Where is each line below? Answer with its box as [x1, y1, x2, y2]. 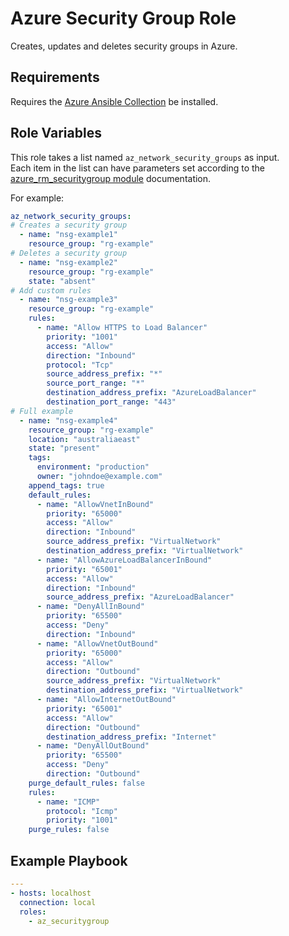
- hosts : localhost [10, 888, 92, 898]
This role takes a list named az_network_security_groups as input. [10, 151, 280, 163]
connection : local [19, 897, 97, 907]
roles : [19, 907, 47, 917]
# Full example [10, 406, 74, 416]
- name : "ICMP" [36, 797, 101, 807]
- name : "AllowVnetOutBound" [36, 638, 159, 649]
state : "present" [28, 443, 101, 454]
